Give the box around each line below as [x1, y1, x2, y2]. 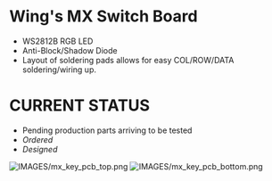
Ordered [21, 134, 54, 144]
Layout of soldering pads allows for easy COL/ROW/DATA [21, 54, 235, 65]
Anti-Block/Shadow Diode [21, 45, 118, 55]
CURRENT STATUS [9, 95, 150, 116]
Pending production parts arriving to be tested [21, 125, 193, 136]
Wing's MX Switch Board [9, 6, 198, 27]
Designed [21, 144, 58, 154]
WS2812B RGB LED [21, 36, 94, 46]
